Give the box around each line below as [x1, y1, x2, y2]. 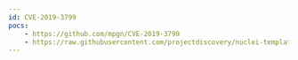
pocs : [8, 21, 28, 30]
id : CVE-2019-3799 [8, 12, 77, 22]
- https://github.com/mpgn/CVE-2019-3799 [24, 29, 180, 38]
